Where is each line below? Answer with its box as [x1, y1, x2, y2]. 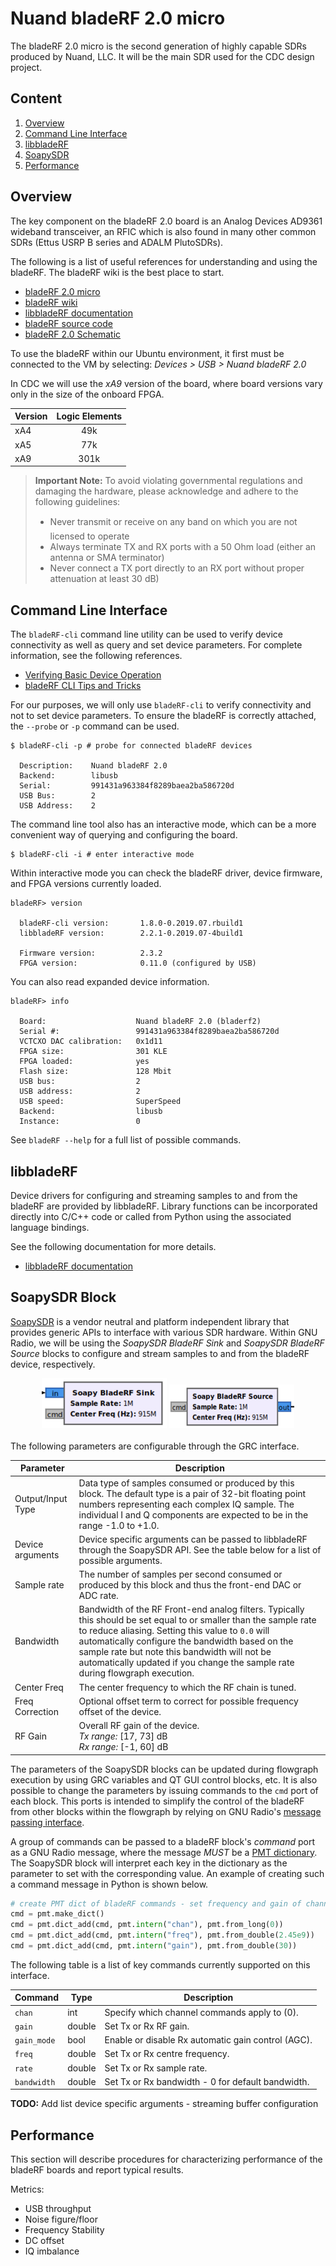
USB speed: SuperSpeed [19, 1097, 182, 1107]
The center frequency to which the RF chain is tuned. [78, 1681, 297, 1693]
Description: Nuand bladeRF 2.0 [19, 761, 168, 771]
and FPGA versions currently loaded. [10, 878, 162, 890]
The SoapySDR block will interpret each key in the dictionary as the [10, 1857, 288, 1869]
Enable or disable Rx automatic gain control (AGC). [104, 2034, 313, 2046]
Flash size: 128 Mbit [19, 1067, 172, 1077]
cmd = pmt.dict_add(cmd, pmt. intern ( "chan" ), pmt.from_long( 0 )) [10, 1920, 284, 1930]
